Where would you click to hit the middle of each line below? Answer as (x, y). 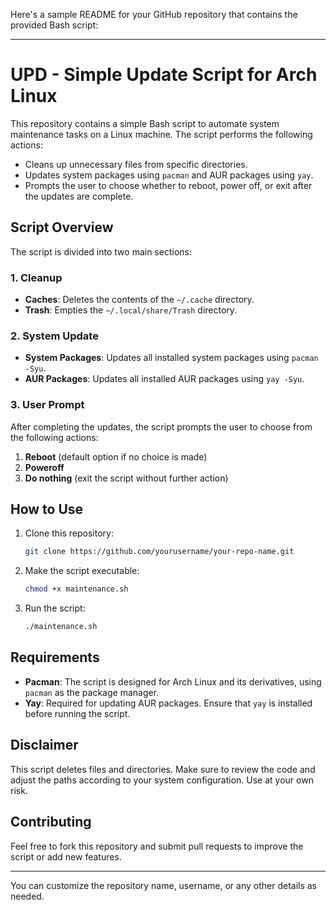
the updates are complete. (79, 196)
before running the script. (77, 713)
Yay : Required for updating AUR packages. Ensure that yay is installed (168, 703)
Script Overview (62, 227)
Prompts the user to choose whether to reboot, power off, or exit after (168, 185)
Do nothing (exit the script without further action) (126, 478)
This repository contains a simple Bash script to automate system (145, 123)
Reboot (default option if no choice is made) (116, 456)
